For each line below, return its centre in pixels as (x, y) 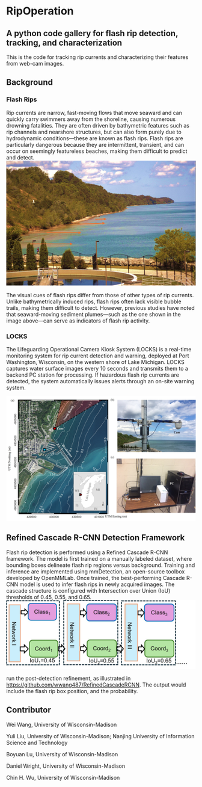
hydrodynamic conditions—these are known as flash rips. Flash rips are (95, 138)
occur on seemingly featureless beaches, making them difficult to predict (97, 151)
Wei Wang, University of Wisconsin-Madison (62, 724)
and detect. (20, 157)
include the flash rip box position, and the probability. (72, 691)
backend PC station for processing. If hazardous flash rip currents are (93, 375)
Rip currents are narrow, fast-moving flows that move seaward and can (94, 113)
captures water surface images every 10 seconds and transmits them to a (97, 369)
